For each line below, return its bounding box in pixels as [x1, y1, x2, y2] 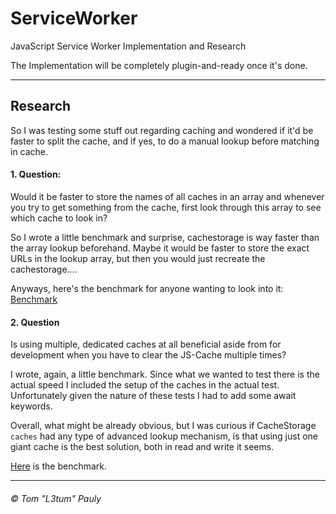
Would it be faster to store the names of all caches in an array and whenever [10, 190, 325, 202]
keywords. [10, 400, 53, 412]
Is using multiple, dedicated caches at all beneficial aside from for [10, 338, 282, 351]
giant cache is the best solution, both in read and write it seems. [10, 441, 275, 453]
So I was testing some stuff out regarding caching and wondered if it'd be [10, 124, 314, 136]
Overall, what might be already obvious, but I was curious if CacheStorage [10, 420, 317, 432]
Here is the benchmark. [10, 460, 108, 472]
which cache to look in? [10, 212, 108, 224]
